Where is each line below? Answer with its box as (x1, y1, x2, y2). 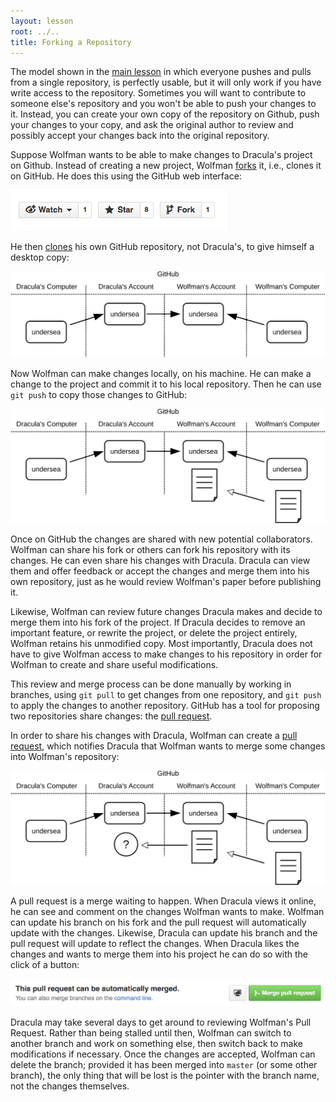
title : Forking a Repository (10, 37, 132, 47)
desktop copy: (10, 251, 70, 264)
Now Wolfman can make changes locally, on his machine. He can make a (10, 367, 312, 379)
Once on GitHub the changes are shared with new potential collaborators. (10, 533, 313, 545)
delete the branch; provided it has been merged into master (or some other (10, 1058, 318, 1070)
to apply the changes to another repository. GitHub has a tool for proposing (10, 699, 320, 711)
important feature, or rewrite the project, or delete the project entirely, (10, 626, 298, 639)
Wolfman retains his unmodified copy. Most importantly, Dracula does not (10, 637, 313, 649)
